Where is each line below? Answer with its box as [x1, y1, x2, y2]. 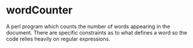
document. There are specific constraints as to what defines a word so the [6, 29, 188, 36]
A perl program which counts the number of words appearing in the [6, 23, 171, 30]
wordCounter [6, 4, 73, 17]
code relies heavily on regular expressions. [6, 35, 110, 42]
